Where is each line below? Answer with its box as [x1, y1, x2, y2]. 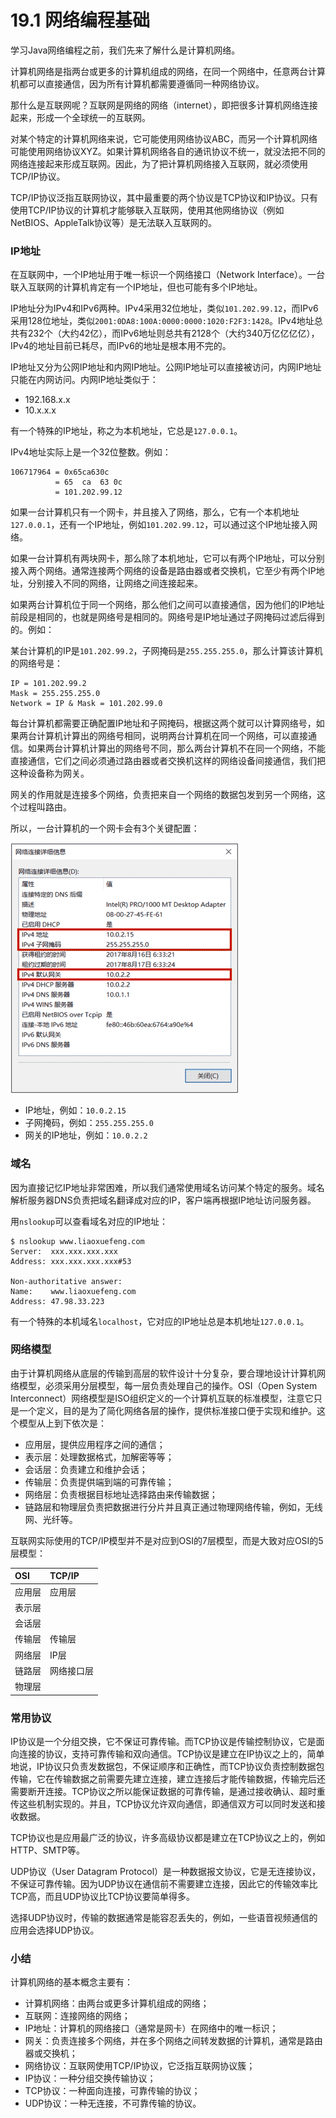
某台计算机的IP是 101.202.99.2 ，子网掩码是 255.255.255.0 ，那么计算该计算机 [10, 645, 323, 657]
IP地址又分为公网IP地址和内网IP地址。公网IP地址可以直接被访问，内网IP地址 [10, 361, 322, 373]
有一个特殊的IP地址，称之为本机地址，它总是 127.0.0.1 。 [10, 425, 243, 437]
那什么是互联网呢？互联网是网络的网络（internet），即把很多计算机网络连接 [10, 99, 318, 111]
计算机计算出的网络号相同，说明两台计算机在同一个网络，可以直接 [36, 730, 308, 742]
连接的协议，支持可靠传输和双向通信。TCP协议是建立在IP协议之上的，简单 [18, 1747, 325, 1760]
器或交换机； [24, 2047, 78, 2060]
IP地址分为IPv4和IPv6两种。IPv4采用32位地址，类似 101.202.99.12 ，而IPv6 [10, 302, 319, 315]
